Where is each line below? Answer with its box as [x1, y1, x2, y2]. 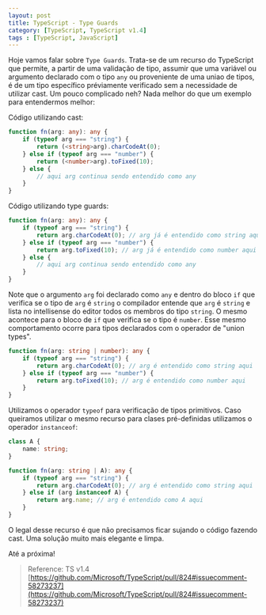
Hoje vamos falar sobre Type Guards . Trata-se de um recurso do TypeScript [8, 55, 254, 65]
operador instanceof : [8, 423, 78, 432]
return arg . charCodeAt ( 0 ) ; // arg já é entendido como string [36, 231, 246, 239]
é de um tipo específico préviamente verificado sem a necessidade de [8, 81, 237, 90]
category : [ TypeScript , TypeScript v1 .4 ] [8, 26, 147, 34]
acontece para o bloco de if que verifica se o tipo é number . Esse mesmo [8, 315, 247, 325]
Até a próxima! [8, 549, 55, 558]
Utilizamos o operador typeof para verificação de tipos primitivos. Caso [8, 405, 241, 416]
